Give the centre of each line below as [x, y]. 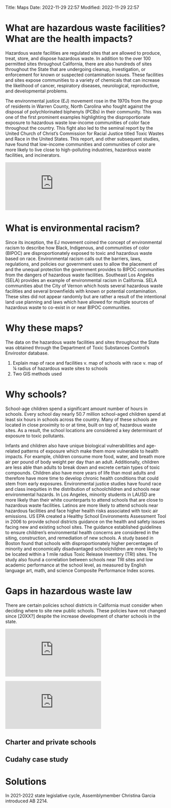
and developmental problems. [36, 91]
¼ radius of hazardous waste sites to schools [60, 368]
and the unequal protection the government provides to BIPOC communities [85, 269]
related [13, 451]
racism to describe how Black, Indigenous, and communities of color [77, 248]
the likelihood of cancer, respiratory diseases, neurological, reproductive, [82, 85]
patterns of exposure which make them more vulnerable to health [90, 451]
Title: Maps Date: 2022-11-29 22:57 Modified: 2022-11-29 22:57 [72, 7]
